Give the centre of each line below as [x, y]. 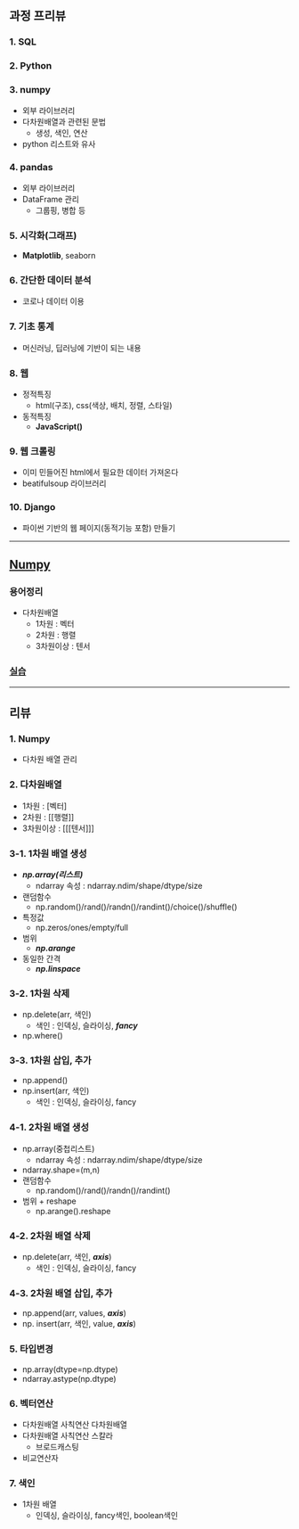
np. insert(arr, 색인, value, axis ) [79, 1324]
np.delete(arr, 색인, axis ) [67, 1257]
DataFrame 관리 [51, 199]
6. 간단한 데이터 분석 [50, 281]
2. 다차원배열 [36, 785]
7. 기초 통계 [32, 326]
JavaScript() [59, 427]
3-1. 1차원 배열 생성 [48, 853]
